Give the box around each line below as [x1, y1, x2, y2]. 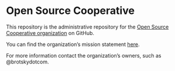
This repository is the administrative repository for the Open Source [6, 23, 169, 30]
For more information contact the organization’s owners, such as [6, 52, 162, 59]
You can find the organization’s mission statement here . [6, 41, 140, 48]
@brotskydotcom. [6, 58, 49, 65]
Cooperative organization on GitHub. [6, 29, 95, 36]
